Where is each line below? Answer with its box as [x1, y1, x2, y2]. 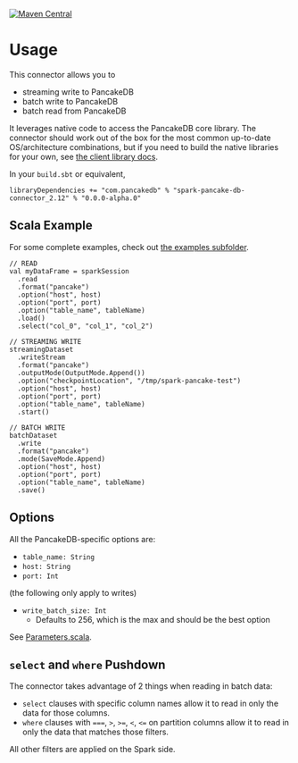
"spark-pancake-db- [172, 186, 245, 195]
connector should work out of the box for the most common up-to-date [9, 132, 272, 143]
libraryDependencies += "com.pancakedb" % [9, 186, 170, 195]
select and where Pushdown [9, 657, 166, 672]
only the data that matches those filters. [21, 726, 170, 737]
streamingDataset [9, 345, 74, 354]
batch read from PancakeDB [21, 105, 127, 116]
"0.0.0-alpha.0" [80, 193, 142, 203]
